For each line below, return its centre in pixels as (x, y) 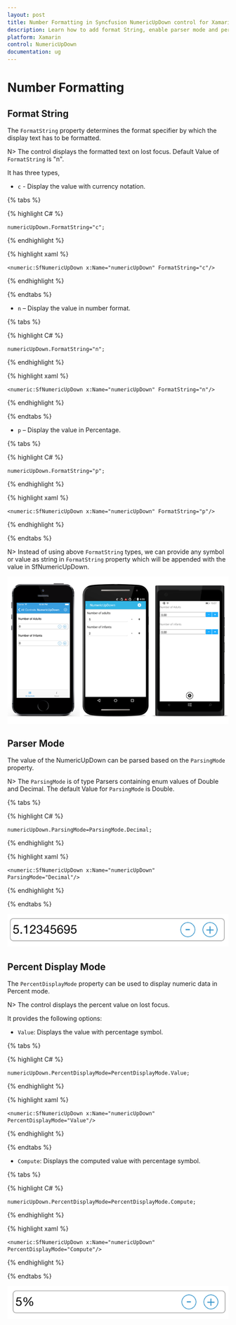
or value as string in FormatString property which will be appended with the (117, 559)
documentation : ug (34, 52)
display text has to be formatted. (54, 138)
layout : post (26, 15)
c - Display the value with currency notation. (81, 186)
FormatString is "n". (36, 159)
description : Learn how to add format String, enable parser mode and (113, 30)
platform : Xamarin (34, 37)
